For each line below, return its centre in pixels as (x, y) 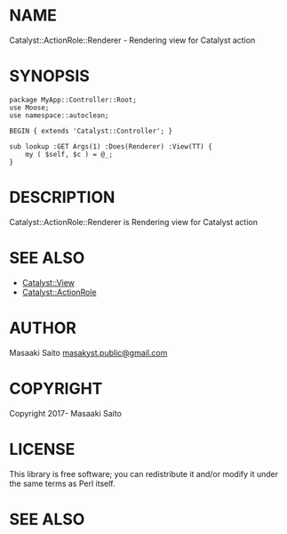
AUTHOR (43, 328)
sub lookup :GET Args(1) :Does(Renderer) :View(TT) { (111, 146)
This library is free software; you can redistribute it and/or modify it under (144, 473)
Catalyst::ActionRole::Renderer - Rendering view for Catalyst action (132, 40)
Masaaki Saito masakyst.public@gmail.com (88, 352)
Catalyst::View (48, 282)
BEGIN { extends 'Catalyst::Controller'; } (91, 131)
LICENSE (42, 449)
